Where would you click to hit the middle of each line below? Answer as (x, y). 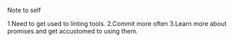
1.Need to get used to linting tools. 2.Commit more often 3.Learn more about (117, 23)
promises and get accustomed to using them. (73, 31)
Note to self (24, 10)
